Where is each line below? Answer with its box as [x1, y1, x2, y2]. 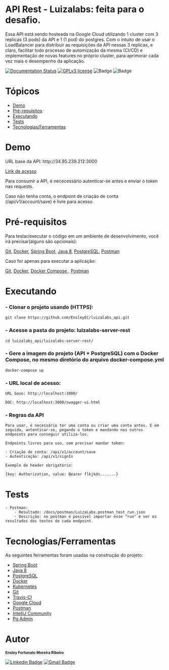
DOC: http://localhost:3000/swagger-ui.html [5, 400, 100, 405]
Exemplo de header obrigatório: [5, 463, 73, 468]
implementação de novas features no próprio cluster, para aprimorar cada [5, 52, 159, 59]
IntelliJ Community [12, 610, 52, 616]
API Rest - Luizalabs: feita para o [5, 4, 145, 15]
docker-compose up [5, 368, 44, 373]
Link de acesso [5, 168, 37, 174]
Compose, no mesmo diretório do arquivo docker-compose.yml [5, 356, 164, 363]
